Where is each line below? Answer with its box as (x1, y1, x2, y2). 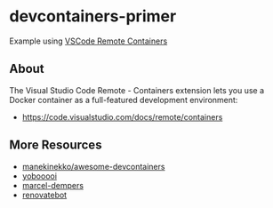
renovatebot (21, 189, 68, 200)
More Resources (9, 138, 102, 153)
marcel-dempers (21, 180, 84, 190)
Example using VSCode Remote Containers (9, 36, 168, 46)
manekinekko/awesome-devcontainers (21, 161, 165, 172)
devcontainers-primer (9, 6, 177, 27)
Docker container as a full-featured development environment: (9, 94, 238, 105)
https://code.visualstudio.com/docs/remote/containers (21, 111, 223, 122)
